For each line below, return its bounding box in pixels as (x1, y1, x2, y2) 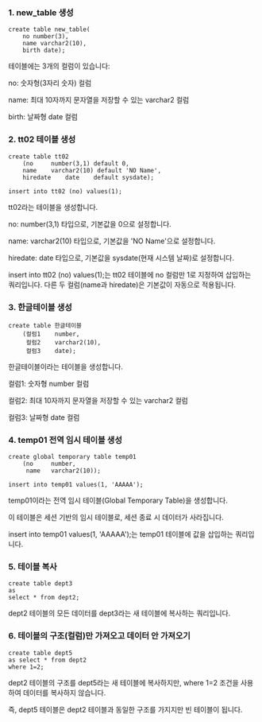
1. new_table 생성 (8, 6, 74, 17)
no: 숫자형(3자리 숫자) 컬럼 (8, 78, 92, 88)
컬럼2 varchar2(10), (25, 338, 102, 347)
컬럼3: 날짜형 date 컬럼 (8, 412, 80, 422)
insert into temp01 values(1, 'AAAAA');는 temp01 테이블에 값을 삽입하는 (8, 530, 234, 539)
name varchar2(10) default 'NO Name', (22, 166, 161, 174)
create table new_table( (8, 25, 91, 33)
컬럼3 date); (25, 347, 77, 355)
